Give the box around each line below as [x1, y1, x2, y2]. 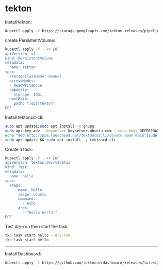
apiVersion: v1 [5, 51, 36, 56]
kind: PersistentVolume [5, 56, 53, 61]
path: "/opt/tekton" [14, 101, 55, 106]
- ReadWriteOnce [9, 83, 42, 88]
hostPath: [9, 96, 29, 101]
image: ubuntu [17, 192, 47, 197]
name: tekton [9, 65, 36, 70]
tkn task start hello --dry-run [5, 232, 70, 238]
